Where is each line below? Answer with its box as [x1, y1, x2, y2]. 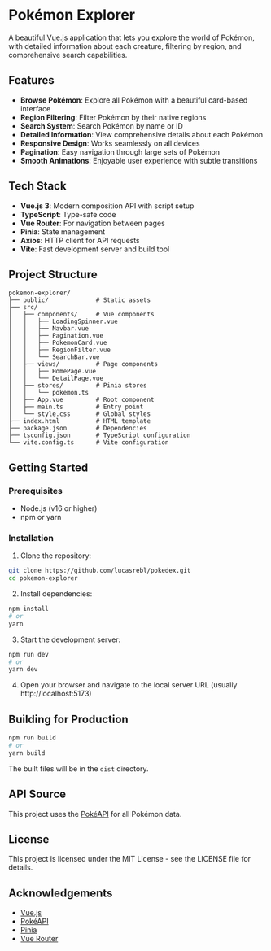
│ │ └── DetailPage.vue [8, 374, 104, 383]
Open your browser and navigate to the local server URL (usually [20, 680, 238, 690]
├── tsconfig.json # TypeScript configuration [8, 431, 191, 440]
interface [20, 103, 51, 113]
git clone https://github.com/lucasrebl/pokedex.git [8, 567, 191, 575]
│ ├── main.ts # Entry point [8, 403, 144, 412]
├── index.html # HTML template [8, 417, 151, 425]
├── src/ [8, 303, 38, 312]
